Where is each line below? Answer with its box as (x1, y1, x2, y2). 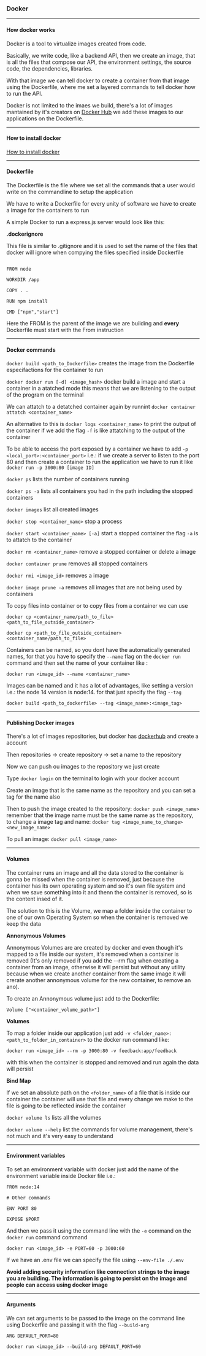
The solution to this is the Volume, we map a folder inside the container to (6, 907, 193, 914)
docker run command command (6, 1233, 88, 1241)
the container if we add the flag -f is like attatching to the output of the (6, 427, 185, 434)
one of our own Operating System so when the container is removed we (6, 913, 188, 921)
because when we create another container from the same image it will (6, 970, 186, 977)
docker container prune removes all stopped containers (6, 560, 148, 567)
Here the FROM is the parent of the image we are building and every (6, 319, 180, 327)
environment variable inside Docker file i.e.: (6, 1172, 116, 1179)
